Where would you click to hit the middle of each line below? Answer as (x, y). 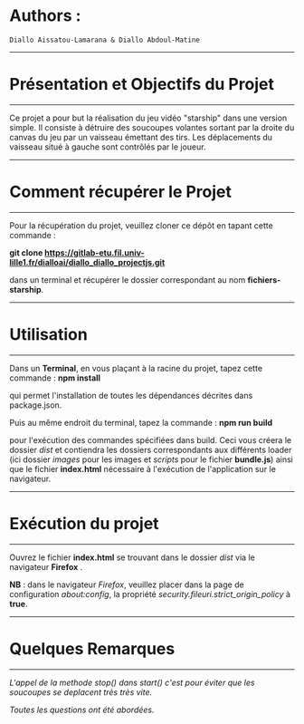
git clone (26, 252)
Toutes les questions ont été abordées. (82, 710)
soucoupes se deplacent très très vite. (81, 692)
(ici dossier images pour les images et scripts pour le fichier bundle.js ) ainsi (152, 459)
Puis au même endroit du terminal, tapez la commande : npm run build (141, 422)
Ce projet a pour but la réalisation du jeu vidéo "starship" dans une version (148, 118)
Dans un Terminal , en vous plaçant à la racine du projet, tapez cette (136, 368)
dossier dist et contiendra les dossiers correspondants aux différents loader (151, 449)
